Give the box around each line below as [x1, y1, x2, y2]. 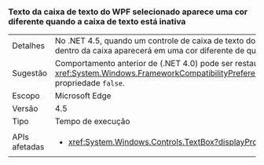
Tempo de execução [54, 116, 130, 127]
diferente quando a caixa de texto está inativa [8, 16, 186, 27]
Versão [12, 103, 38, 114]
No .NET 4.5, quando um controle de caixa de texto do [54, 35, 256, 46]
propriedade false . [54, 78, 125, 89]
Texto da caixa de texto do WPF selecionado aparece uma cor [8, 6, 248, 17]
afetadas [12, 141, 45, 152]
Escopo [12, 90, 41, 101]
